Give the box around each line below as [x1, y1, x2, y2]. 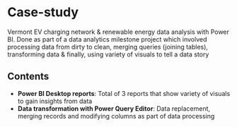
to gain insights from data [17, 97, 93, 105]
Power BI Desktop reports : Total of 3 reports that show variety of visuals [17, 89, 231, 97]
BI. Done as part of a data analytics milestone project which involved [7, 35, 207, 43]
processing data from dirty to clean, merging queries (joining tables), [7, 42, 209, 51]
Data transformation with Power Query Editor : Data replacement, [17, 104, 211, 113]
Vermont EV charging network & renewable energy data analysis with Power [7, 28, 230, 36]
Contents [7, 71, 50, 83]
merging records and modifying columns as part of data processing [17, 111, 215, 120]
